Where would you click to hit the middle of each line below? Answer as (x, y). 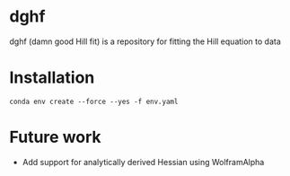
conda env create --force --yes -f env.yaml (94, 101)
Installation (52, 78)
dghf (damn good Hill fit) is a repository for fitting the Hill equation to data (145, 41)
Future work (55, 137)
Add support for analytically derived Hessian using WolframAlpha (143, 162)
